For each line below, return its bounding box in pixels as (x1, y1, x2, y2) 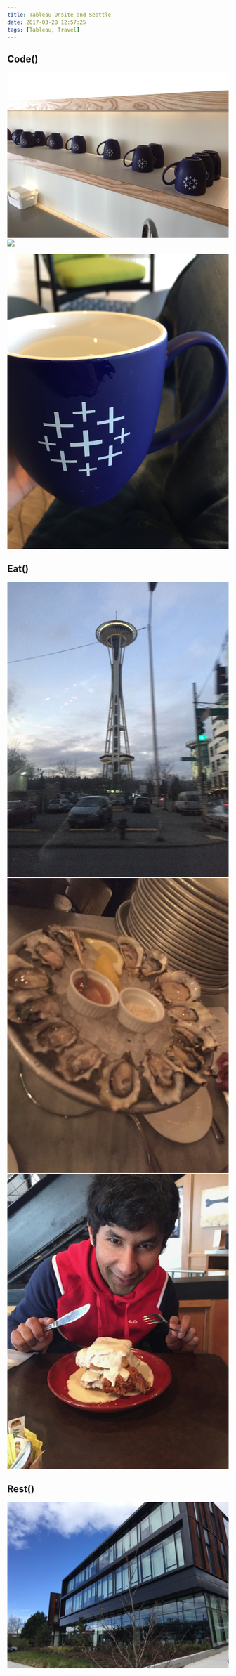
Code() (7, 53, 39, 65)
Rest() (7, 1483, 35, 1495)
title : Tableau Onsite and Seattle (7, 11, 112, 18)
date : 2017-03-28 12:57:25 (7, 18, 86, 26)
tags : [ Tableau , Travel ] (7, 26, 80, 33)
